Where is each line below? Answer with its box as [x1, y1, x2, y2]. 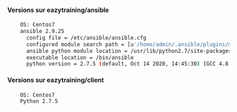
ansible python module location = [25, 47, 128, 54]
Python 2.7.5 [20, 98, 59, 105]
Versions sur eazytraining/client [7, 75, 104, 84]
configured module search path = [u [25, 41, 134, 48]
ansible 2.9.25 [20, 28, 65, 35]
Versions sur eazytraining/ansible [7, 6, 109, 14]
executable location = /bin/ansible [25, 54, 134, 61]
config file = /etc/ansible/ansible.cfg [25, 34, 147, 42]
